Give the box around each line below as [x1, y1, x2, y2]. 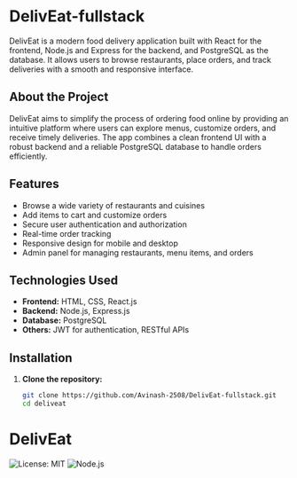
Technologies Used [9, 272, 118, 287]
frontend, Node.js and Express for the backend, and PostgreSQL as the [9, 44, 269, 55]
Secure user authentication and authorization [21, 219, 188, 230]
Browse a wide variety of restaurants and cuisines [21, 200, 206, 210]
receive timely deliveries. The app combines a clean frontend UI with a [9, 131, 267, 143]
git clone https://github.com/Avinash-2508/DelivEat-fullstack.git [21, 391, 277, 400]
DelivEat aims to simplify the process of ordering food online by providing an [9, 113, 289, 123]
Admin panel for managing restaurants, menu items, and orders [21, 247, 254, 258]
